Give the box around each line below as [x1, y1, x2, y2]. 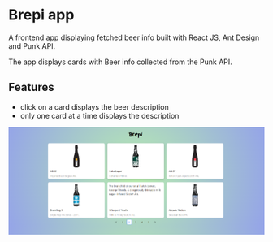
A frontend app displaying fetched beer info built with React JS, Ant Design [8, 32, 260, 42]
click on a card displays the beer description [19, 102, 169, 111]
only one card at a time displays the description [19, 110, 180, 120]
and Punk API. [8, 41, 56, 50]
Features [8, 80, 54, 94]
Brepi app [8, 6, 75, 24]
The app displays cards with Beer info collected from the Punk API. [8, 57, 233, 67]
